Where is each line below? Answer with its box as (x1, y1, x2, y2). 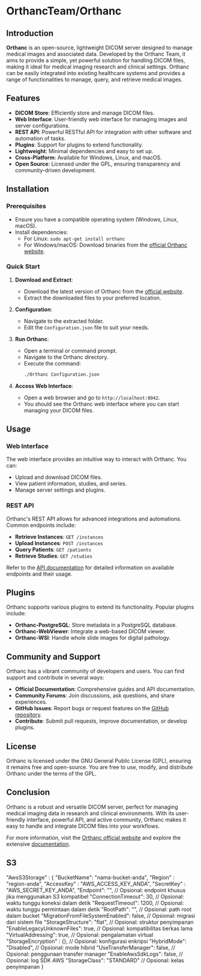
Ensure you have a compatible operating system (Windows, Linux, (14, 215, 179, 223)
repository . (14, 711, 42, 718)
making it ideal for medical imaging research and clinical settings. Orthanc (6, 63, 190, 70)
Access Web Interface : (14, 382, 74, 390)
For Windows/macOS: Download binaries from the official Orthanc (23, 241, 188, 249)
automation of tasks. (14, 134, 66, 142)
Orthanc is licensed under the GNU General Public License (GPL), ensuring (6, 758, 191, 765)
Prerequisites (6, 202, 46, 211)
